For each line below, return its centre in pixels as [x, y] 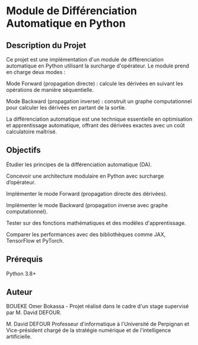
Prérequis [25, 259]
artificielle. [19, 337]
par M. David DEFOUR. [34, 312]
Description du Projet [46, 45]
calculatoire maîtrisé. [32, 132]
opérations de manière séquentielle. [50, 90]
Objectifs [24, 150]
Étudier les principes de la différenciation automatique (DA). [79, 165]
